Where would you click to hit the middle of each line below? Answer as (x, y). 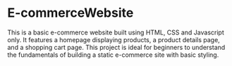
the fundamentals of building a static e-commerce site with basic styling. (113, 55)
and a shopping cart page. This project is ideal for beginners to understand (116, 47)
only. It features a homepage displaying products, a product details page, (114, 39)
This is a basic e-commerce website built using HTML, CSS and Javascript (116, 32)
